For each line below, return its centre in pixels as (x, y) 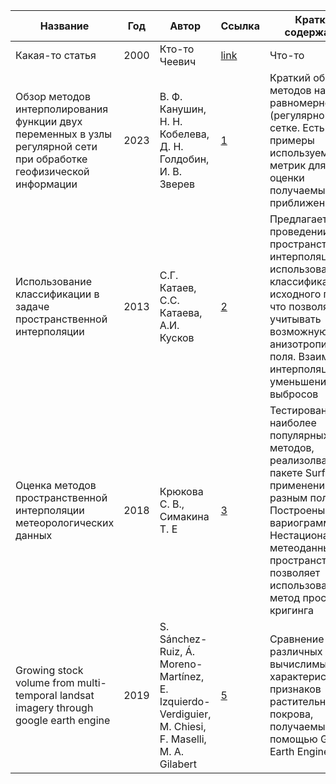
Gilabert (178, 764)
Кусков (177, 337)
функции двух (49, 121)
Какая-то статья (56, 55)
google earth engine (63, 720)
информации (46, 184)
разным (288, 497)
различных (296, 651)
